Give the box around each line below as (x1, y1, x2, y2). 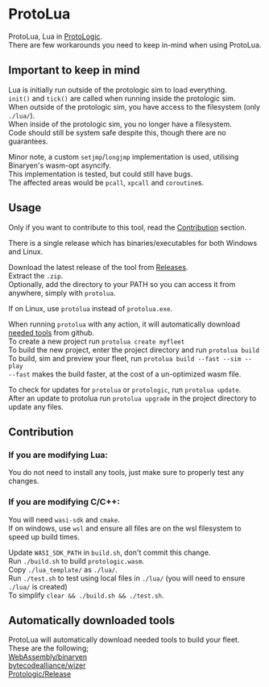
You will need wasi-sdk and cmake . (8, 514, 121, 524)
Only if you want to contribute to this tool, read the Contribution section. (8, 223, 247, 232)
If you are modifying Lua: (8, 449, 109, 460)
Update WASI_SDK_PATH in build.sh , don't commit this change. (8, 548, 211, 557)
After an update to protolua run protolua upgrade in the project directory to (8, 393, 257, 403)
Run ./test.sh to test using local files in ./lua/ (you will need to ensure (8, 573, 246, 583)
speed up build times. (8, 531, 81, 541)
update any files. (8, 402, 64, 411)
